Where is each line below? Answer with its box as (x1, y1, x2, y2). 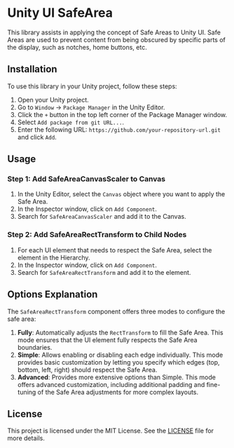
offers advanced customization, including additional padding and (17, 380, 205, 388)
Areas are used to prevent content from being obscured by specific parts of (7, 35, 226, 43)
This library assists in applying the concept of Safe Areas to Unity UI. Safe (7, 28, 221, 36)
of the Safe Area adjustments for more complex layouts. (37, 388, 199, 396)
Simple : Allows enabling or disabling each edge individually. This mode (17, 351, 223, 359)
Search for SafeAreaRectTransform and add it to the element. (17, 268, 191, 276)
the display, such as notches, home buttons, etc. (7, 43, 147, 51)
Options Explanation (7, 289, 98, 301)
